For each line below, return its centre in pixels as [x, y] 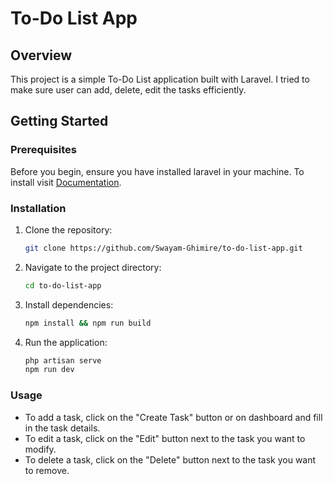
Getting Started [59, 121]
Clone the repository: [68, 229]
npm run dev [49, 370]
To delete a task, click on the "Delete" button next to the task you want [170, 459]
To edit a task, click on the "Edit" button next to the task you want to [165, 438]
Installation [38, 208]
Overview [41, 55]
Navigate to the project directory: [93, 267]
